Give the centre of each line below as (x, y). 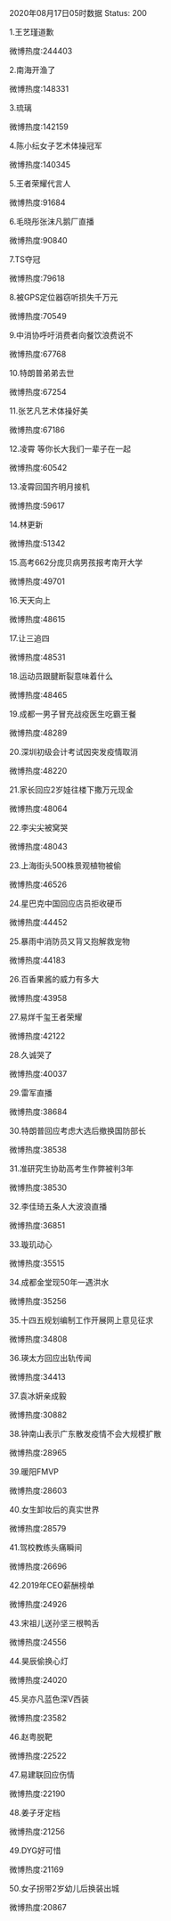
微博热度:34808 (38, 1339)
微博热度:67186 (37, 430)
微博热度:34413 (37, 1377)
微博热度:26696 (38, 1566)
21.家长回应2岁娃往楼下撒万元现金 (71, 790)
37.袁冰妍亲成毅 (38, 1396)
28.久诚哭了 (31, 1055)
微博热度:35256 (38, 1301)
